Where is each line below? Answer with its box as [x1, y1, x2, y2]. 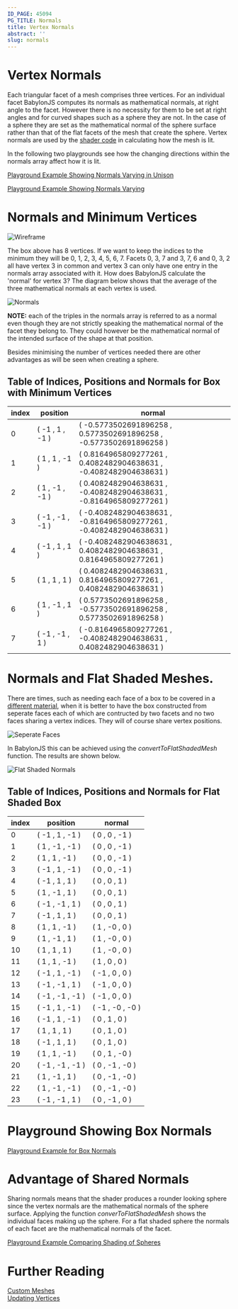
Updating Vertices [7, 1294, 60, 1303]
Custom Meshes [7, 1286, 55, 1295]
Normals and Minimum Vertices [7, 210, 198, 225]
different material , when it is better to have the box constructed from [7, 701, 207, 710]
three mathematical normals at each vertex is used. [7, 284, 157, 293]
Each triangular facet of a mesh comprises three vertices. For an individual [7, 91, 225, 99]
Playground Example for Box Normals [7, 1146, 117, 1155]
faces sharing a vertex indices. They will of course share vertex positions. [7, 716, 222, 725]
